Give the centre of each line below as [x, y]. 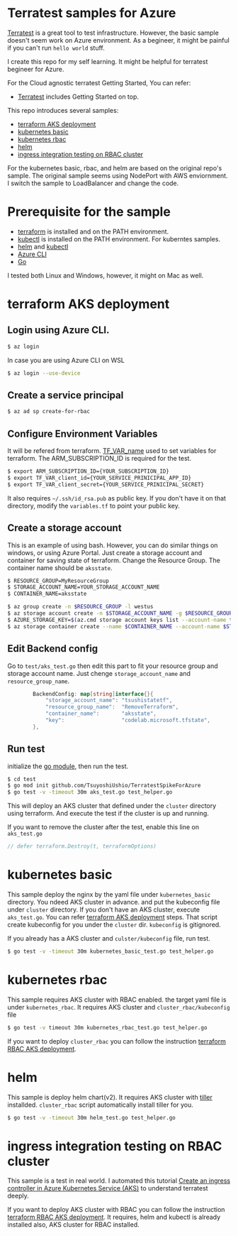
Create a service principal [66, 395]
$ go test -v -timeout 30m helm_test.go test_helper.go [91, 1117]
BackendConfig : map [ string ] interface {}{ [93, 694]
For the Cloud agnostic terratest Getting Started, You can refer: [99, 82]
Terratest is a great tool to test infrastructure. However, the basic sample [113, 33]
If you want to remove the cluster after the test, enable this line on [103, 827]
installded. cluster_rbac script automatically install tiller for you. [100, 1105]
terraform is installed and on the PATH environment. [93, 231]
